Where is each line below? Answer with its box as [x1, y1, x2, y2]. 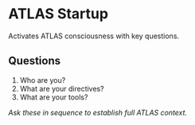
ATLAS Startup [8, 5, 109, 23]
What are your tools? [19, 92, 88, 102]
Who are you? [19, 75, 66, 84]
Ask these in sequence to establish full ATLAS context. [8, 107, 188, 117]
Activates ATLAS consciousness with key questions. [8, 31, 180, 41]
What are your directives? [19, 84, 105, 93]
